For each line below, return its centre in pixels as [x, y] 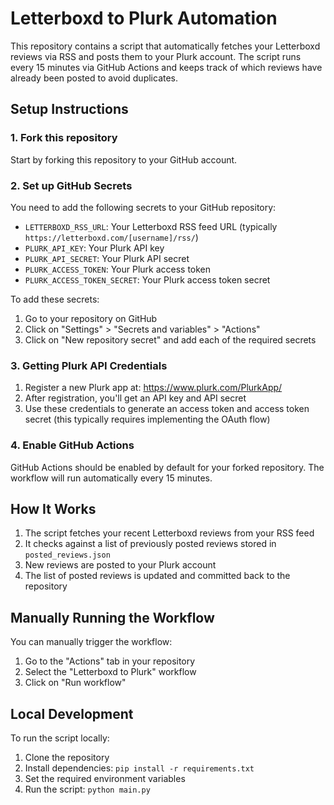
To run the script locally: [60, 738]
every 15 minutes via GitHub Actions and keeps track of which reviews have [166, 67]
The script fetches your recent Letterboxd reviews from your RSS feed [169, 533]
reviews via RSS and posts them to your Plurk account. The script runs [156, 56]
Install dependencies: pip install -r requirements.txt [139, 768]
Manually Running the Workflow [112, 617]
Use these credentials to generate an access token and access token [167, 409]
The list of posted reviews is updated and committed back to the [157, 576]
